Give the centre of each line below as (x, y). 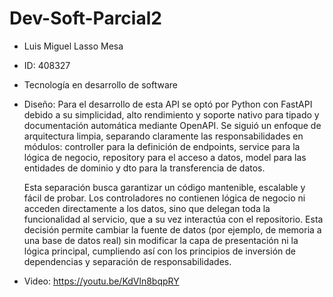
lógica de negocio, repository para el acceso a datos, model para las (165, 157)
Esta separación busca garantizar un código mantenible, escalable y (164, 187)
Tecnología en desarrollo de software (100, 84)
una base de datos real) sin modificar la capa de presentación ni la (161, 240)
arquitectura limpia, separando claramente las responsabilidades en (163, 136)
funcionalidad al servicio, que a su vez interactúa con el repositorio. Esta (173, 219)
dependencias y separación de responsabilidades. (127, 261)
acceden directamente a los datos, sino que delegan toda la (147, 208)
